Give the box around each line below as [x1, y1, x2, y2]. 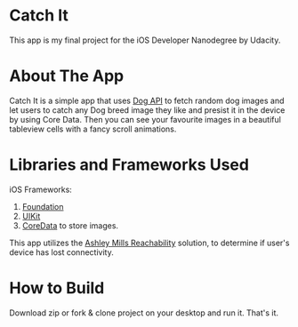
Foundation [21, 201, 64, 211]
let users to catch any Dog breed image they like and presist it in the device [9, 104, 286, 116]
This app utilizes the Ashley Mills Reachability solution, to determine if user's [9, 237, 290, 248]
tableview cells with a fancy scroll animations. [9, 124, 177, 134]
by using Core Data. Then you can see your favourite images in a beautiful [9, 114, 282, 124]
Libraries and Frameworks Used [9, 155, 249, 175]
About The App [9, 66, 125, 86]
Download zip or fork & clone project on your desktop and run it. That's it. [9, 307, 278, 318]
